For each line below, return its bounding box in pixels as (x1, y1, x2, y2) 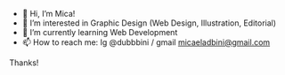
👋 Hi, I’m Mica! (21, 9, 76, 19)
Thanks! (9, 57, 39, 68)
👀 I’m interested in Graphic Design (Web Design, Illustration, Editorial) (21, 18, 277, 28)
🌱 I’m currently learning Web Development (21, 27, 178, 37)
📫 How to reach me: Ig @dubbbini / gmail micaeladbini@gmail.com (21, 37, 271, 48)
